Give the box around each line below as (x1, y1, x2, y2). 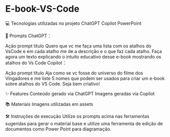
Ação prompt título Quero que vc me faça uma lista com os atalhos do (5, 43, 152, 49)
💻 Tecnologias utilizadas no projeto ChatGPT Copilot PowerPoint (5, 20, 142, 26)
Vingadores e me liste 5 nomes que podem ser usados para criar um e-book (5, 75, 165, 81)
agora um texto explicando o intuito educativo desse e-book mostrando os (5, 53, 161, 60)
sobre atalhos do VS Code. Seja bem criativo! (5, 80, 100, 87)
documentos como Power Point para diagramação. (5, 126, 112, 132)
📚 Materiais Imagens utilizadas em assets (5, 101, 93, 107)
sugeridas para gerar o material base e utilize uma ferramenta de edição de (5, 120, 163, 126)
